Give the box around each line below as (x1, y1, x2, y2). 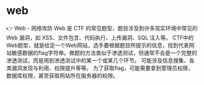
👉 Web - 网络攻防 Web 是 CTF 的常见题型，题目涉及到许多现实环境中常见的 (6, 24, 198, 32)
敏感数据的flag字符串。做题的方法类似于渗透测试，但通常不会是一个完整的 (11, 49, 198, 56)
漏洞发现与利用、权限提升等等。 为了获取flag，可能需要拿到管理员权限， (11, 64, 194, 72)
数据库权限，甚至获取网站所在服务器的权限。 (6, 72, 119, 79)
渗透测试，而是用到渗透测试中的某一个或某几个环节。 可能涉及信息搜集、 (6, 56, 189, 64)
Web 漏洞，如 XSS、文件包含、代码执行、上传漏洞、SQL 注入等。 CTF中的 (6, 34, 194, 41)
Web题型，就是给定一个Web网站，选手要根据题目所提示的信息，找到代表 (6, 41, 189, 49)
